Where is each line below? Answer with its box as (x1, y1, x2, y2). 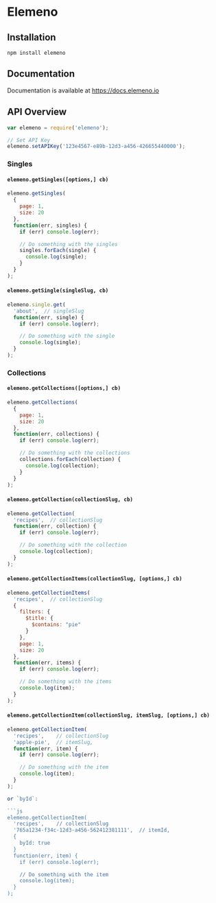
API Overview (7, 106, 67, 118)
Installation (7, 32, 56, 43)
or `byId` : (7, 795, 38, 802)
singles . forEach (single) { (19, 247, 97, 254)
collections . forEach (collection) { (19, 456, 121, 463)
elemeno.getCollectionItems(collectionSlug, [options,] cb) (7, 576, 183, 582)
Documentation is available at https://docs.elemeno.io (7, 86, 160, 95)
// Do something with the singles (19, 240, 118, 247)
